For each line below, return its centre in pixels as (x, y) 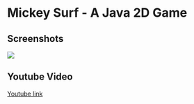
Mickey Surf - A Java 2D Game (97, 13)
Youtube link (25, 94)
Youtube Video (40, 77)
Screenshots (35, 39)
